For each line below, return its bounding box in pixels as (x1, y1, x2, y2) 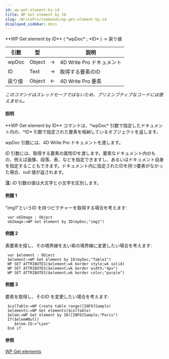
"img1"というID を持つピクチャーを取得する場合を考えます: (5, 205, 127, 211)
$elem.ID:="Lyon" (14, 321, 51, 327)
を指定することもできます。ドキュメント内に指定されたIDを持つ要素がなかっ (5, 163, 163, 169)
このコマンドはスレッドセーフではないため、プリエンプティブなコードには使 (5, 92, 163, 98)
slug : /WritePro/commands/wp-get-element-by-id (5, 17, 107, 22)
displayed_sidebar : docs (5, 21, 57, 27)
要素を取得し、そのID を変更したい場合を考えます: (5, 293, 109, 300)
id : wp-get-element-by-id (5, 7, 59, 13)
